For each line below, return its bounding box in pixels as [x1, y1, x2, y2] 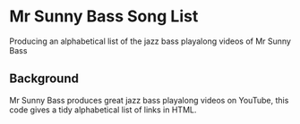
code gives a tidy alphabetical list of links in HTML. [9, 104, 197, 115]
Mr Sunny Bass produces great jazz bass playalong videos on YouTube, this [9, 95, 289, 105]
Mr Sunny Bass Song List [9, 6, 199, 27]
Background [9, 71, 79, 87]
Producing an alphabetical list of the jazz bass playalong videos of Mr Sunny [9, 36, 291, 46]
